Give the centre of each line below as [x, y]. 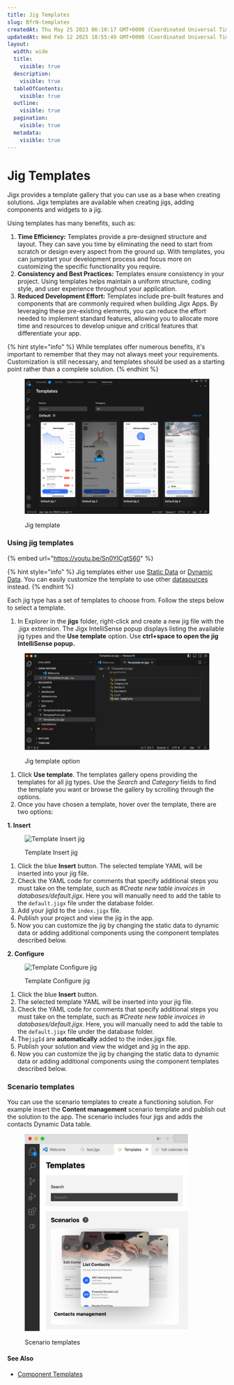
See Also [20, 1358]
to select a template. [37, 608]
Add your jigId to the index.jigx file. [69, 910]
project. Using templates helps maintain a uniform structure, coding [114, 281]
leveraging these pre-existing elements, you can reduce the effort [112, 311]
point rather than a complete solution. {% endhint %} [83, 369]
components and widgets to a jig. [55, 210]
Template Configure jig [57, 981]
